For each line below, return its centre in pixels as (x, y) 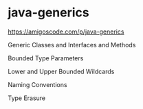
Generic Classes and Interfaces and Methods (72, 45)
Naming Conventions (37, 84)
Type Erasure (27, 98)
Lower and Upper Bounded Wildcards (61, 71)
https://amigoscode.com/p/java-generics (66, 32)
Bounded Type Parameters (46, 58)
